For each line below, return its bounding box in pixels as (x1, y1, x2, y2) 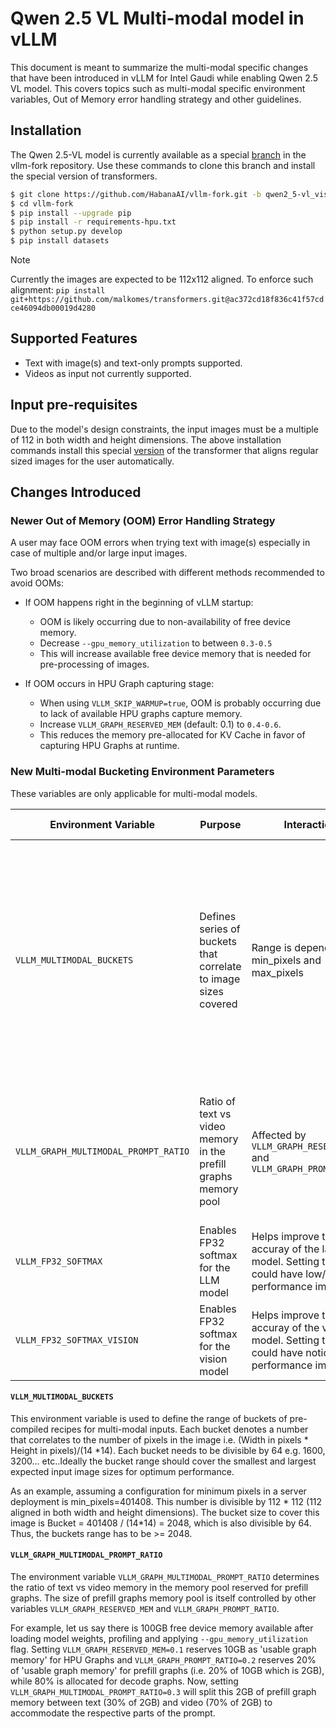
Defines (199, 909, 237, 923)
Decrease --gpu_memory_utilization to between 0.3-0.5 (39, 637, 273, 649)
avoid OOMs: (10, 577, 65, 589)
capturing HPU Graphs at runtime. (39, 740, 180, 752)
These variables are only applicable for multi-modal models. (10, 787, 258, 799)
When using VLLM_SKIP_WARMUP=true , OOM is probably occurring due (39, 697, 322, 709)
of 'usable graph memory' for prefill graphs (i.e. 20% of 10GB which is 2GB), (10, 1665, 325, 1677)
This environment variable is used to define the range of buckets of (10, 1412, 288, 1424)
